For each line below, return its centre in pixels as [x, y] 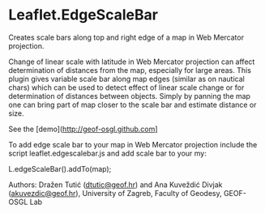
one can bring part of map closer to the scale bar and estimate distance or [132, 104]
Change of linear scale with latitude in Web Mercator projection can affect [132, 62]
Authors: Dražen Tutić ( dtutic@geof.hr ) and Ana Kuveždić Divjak [115, 185]
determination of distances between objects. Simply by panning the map [130, 96]
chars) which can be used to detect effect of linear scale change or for [126, 87]
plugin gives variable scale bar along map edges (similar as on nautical [126, 79]
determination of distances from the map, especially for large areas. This [130, 70]
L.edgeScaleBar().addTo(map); [60, 168]
